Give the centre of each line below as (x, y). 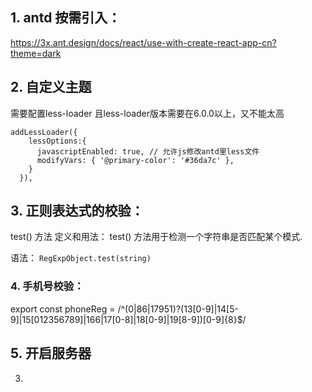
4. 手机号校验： (47, 286)
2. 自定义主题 (51, 87)
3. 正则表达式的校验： (77, 211)
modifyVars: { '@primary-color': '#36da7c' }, (135, 160)
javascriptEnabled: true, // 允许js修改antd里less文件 (148, 151)
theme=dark (36, 53)
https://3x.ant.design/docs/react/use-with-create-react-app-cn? (143, 42)
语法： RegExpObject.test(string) (81, 258)
